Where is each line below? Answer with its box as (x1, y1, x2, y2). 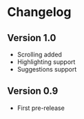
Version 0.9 (7, 85, 59, 97)
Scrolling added (17, 50, 62, 58)
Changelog (7, 4, 72, 20)
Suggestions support (17, 65, 77, 73)
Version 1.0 (7, 32, 56, 44)
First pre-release (17, 104, 65, 112)
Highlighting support (17, 58, 76, 66)
